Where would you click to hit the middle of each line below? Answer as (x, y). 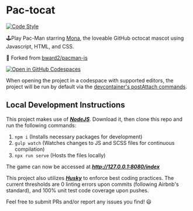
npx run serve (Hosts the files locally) (60, 155)
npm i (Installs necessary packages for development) (78, 136)
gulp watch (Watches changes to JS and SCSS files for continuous (94, 143)
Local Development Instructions (66, 105)
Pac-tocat (31, 10)
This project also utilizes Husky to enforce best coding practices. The (90, 178)
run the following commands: (41, 125)
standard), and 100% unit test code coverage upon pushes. (77, 190)
